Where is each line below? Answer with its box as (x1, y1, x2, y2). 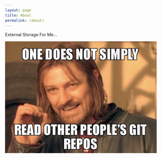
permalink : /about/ (5, 18, 45, 23)
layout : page (5, 8, 32, 13)
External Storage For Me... (5, 32, 57, 38)
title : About (5, 13, 32, 18)
